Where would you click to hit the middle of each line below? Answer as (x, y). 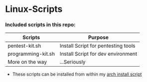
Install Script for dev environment (98, 54)
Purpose (98, 37)
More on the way (27, 62)
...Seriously (73, 62)
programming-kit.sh (31, 54)
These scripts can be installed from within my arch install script (77, 74)
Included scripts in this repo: (40, 25)
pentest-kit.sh (24, 46)
